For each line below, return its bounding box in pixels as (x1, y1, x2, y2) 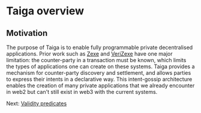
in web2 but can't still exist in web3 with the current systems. (6, 88, 158, 95)
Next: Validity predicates (6, 100, 67, 107)
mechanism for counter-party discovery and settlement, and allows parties (6, 69, 191, 76)
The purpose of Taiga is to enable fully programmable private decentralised (6, 44, 193, 51)
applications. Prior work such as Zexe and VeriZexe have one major (6, 50, 173, 57)
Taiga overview (6, 4, 85, 18)
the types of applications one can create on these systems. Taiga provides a (6, 63, 195, 70)
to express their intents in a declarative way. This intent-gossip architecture (6, 76, 193, 83)
